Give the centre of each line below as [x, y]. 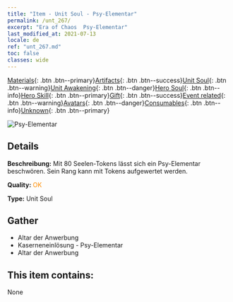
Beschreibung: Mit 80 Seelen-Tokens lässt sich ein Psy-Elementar [104, 163]
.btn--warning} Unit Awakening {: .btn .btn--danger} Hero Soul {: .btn [104, 88]
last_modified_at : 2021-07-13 [52, 34]
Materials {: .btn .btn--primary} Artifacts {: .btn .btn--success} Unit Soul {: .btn [117, 80]
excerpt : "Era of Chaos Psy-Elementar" [68, 27]
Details [23, 146]
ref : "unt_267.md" [34, 47]
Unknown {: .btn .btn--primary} [65, 110]
